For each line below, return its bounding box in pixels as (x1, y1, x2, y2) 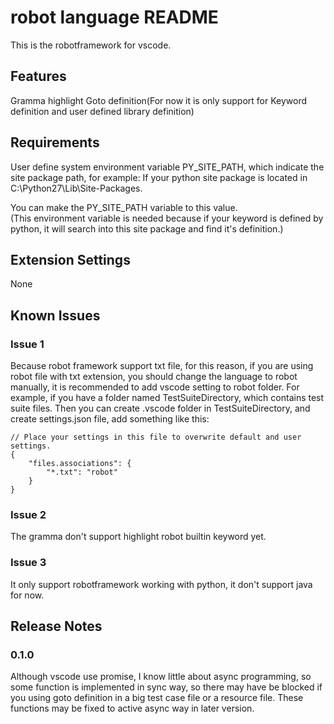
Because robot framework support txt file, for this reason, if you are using (10, 360, 314, 372)
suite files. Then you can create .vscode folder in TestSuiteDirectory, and (10, 402, 311, 415)
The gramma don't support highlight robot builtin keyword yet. (10, 531, 267, 543)
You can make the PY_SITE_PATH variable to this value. (10, 201, 238, 213)
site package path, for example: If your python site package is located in (10, 171, 308, 183)
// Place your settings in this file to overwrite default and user (10, 432, 302, 443)
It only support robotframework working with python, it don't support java (10, 578, 313, 590)
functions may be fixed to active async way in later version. (10, 702, 255, 715)
